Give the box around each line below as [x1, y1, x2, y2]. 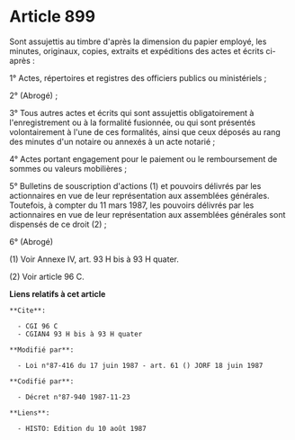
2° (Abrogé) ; [9, 90, 58, 101]
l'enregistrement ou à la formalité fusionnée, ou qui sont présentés [9, 117, 256, 128]
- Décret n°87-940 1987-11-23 [17, 392, 130, 401]
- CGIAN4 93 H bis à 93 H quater [17, 329, 143, 338]
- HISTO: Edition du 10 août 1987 [17, 424, 147, 433]
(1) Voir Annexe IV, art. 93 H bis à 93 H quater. [9, 254, 180, 265]
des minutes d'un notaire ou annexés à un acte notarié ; [9, 136, 216, 147]
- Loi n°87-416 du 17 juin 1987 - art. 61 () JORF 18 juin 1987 [17, 361, 264, 370]
